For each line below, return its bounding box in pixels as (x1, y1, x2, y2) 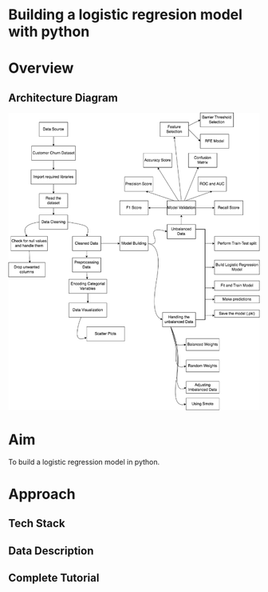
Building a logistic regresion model (8, 6, 243, 24)
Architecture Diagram (8, 90, 118, 105)
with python (8, 22, 90, 41)
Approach (8, 485, 76, 503)
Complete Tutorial (8, 571, 100, 585)
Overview (8, 59, 74, 78)
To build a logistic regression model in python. (8, 457, 160, 466)
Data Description (8, 544, 94, 558)
